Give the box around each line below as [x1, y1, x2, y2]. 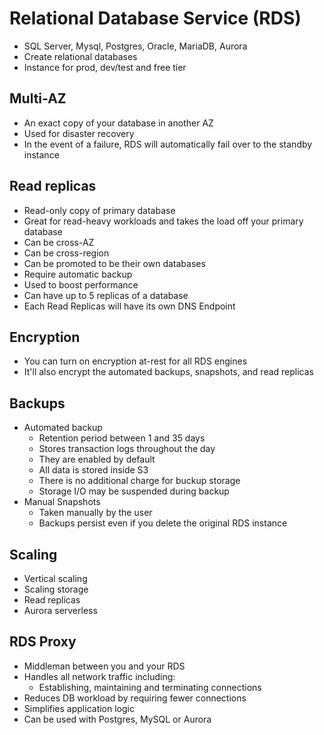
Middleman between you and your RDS [23, 660, 186, 672]
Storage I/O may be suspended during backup [38, 485, 230, 497]
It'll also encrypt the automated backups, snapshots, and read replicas [23, 366, 314, 378]
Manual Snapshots [23, 496, 101, 508]
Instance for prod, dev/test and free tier [23, 61, 187, 73]
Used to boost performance [23, 278, 139, 291]
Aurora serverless [23, 605, 98, 616]
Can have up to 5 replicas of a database [23, 289, 189, 301]
